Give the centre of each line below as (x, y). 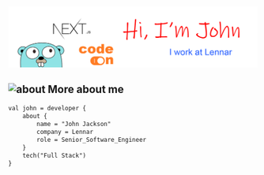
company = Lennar (65, 132)
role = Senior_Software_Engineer (92, 140)
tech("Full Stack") (55, 156)
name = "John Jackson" (74, 125)
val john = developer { (47, 109)
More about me (86, 89)
